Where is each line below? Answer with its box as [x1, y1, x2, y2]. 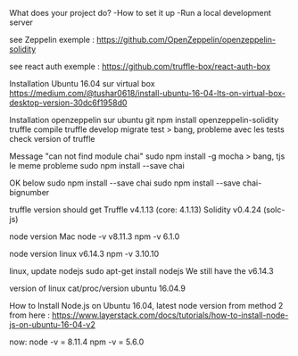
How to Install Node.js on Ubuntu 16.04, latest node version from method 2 [9, 301, 284, 310]
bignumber [9, 187, 50, 197]
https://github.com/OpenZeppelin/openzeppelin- [96, 35, 277, 45]
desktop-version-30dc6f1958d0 [9, 97, 128, 108]
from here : [9, 310, 51, 320]
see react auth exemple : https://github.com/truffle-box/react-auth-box [9, 62, 270, 71]
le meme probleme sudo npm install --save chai [9, 161, 185, 170]
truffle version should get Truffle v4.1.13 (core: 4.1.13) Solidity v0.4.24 [9, 204, 261, 215]
